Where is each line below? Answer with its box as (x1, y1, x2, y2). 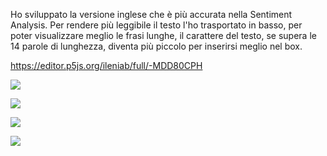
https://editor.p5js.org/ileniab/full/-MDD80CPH (10, 60, 203, 71)
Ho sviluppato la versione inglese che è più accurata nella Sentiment (10, 9, 293, 20)
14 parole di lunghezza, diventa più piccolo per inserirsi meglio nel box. (10, 40, 303, 52)
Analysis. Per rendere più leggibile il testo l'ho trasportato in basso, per (10, 19, 303, 31)
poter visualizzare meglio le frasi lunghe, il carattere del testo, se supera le (10, 30, 317, 41)
